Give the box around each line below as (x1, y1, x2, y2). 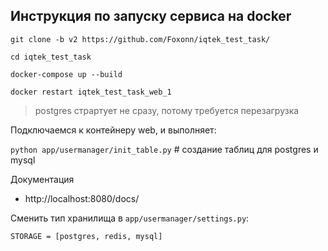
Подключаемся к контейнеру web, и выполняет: (10, 124, 217, 136)
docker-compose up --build (10, 69, 123, 79)
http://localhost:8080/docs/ (24, 192, 140, 204)
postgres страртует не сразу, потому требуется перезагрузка (34, 104, 300, 116)
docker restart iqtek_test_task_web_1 (10, 87, 172, 97)
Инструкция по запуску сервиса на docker (10, 8, 292, 25)
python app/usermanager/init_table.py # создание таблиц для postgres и (10, 143, 319, 155)
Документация (10, 173, 75, 185)
